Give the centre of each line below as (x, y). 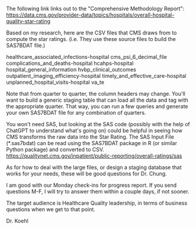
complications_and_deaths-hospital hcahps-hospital (70, 63)
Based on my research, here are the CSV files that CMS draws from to (91, 33)
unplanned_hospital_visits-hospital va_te (55, 82)
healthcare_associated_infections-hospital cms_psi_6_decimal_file (86, 57)
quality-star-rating (28, 21)
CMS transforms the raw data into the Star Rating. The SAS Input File (90, 137)
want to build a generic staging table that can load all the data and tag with (97, 100)
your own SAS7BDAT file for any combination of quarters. (76, 113)
